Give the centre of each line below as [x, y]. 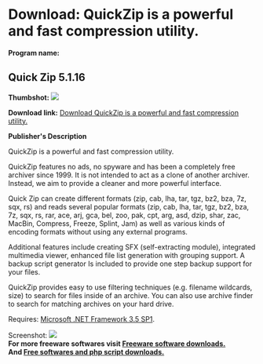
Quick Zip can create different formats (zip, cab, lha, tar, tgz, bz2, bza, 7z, [128, 198]
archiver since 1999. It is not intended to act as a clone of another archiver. [129, 175]
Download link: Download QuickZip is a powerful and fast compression [124, 112]
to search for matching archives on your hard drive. [91, 304]
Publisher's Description [47, 136]
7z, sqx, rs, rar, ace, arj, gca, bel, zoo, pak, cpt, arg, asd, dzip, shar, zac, [124, 215]
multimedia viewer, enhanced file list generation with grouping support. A [126, 255]
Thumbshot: [29, 97]
